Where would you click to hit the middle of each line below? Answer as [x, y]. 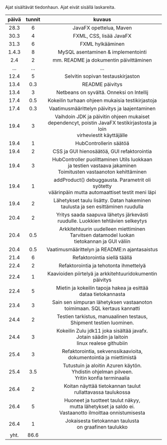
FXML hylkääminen [102, 44]
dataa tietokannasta [102, 294]
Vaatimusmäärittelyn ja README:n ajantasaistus [102, 249]
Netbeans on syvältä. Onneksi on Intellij [102, 92]
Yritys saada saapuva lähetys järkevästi [102, 215]
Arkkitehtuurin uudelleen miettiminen [102, 229]
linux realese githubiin [102, 343]
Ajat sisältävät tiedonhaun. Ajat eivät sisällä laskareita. [60, 7]
